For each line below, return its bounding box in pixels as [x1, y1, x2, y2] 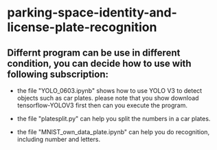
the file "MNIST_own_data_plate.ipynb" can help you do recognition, [16, 128, 210, 136]
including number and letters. [16, 136, 101, 143]
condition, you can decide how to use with [7, 57, 192, 69]
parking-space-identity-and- [7, 5, 177, 21]
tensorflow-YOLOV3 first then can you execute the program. [16, 101, 187, 109]
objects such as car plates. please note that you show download [16, 94, 199, 102]
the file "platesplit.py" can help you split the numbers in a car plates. [16, 115, 211, 122]
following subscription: [7, 68, 108, 80]
